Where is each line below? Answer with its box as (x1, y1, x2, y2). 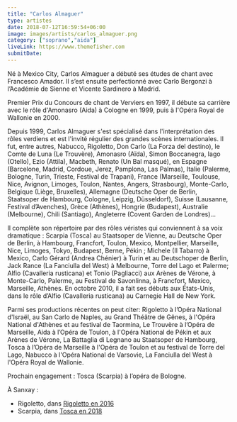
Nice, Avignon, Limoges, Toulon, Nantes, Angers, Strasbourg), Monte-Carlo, (7, 179, 229, 188)
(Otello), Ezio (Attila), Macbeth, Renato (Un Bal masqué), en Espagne (7, 157, 207, 165)
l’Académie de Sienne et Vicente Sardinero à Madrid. (7, 84, 161, 93)
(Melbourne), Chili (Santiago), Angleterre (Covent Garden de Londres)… (7, 210, 216, 218)
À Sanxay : (7, 385, 39, 394)
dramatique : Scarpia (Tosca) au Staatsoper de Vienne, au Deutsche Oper (7, 231, 222, 240)
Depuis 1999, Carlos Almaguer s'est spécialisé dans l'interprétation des (7, 127, 215, 135)
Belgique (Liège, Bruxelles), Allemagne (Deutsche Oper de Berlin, (7, 187, 198, 196)
